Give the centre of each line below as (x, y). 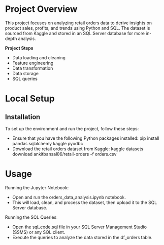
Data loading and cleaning (39, 57)
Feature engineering (33, 63)
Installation (23, 117)
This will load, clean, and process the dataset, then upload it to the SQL (84, 202)
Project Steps (19, 48)
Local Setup (30, 99)
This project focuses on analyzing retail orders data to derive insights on (79, 23)
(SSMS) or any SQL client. (39, 232)
